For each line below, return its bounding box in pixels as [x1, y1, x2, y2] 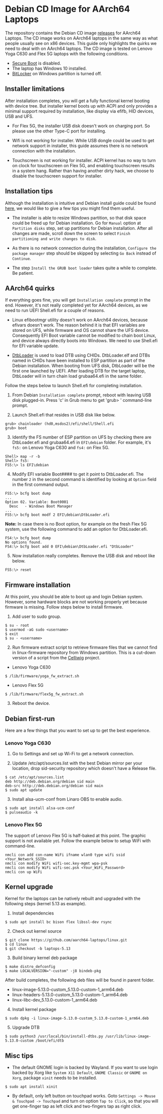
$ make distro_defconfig [5, 964, 55, 969]
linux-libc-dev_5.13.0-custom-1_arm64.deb [12, 997, 97, 1003]
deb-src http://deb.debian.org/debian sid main [5, 784, 104, 788]
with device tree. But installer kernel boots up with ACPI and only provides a [5, 103, 157, 109]
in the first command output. [12, 481, 70, 487]
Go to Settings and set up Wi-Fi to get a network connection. [12, 751, 134, 757]
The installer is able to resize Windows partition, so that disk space [12, 215, 146, 220]
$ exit [5, 632, 18, 636]
